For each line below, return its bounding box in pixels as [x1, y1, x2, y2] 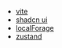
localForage [15, 24, 54, 32]
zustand [15, 31, 42, 41]
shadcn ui [15, 15, 48, 24]
